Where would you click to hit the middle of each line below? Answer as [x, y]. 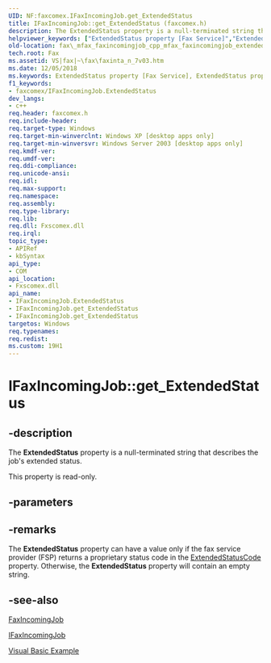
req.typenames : [34, 331]
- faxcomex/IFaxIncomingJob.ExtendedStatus [83, 91]
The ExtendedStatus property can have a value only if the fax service [125, 549]
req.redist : [28, 339]
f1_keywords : [30, 83]
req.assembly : [32, 204]
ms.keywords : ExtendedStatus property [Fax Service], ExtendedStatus [128, 76]
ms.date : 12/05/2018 [43, 69]
